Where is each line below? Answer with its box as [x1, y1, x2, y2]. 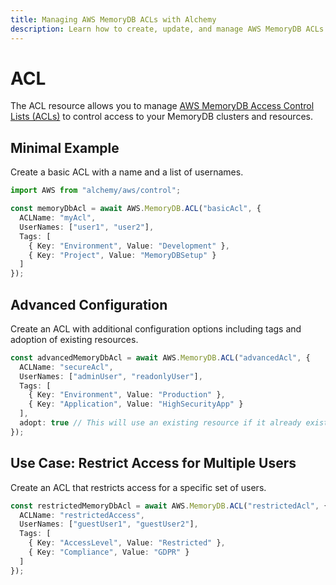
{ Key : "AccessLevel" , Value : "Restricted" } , [28, 538, 226, 548]
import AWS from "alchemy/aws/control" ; [10, 186, 182, 196]
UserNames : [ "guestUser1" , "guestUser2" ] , [19, 519, 199, 530]
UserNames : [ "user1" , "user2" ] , [19, 222, 155, 232]
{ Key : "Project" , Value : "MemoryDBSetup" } [28, 250, 217, 260]
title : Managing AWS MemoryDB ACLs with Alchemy [10, 14, 217, 25]
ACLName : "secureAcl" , [19, 362, 114, 372]
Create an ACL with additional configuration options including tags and [10, 322, 302, 335]
